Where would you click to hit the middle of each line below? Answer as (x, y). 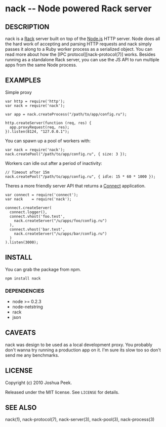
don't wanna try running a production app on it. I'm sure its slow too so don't (83, 350)
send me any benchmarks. (32, 355)
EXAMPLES (23, 80)
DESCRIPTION (27, 27)
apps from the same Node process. (41, 65)
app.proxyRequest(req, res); (40, 127)
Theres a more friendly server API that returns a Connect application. (75, 186)
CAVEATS (21, 333)
